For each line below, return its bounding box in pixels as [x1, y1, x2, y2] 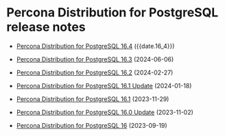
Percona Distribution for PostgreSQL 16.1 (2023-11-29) [16, 94, 169, 103]
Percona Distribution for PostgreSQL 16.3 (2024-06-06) [16, 55, 174, 63]
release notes [6, 19, 86, 35]
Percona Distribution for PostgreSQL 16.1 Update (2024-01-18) [16, 81, 192, 90]
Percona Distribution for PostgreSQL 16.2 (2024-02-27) [16, 68, 174, 77]
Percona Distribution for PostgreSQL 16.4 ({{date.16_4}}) [16, 42, 175, 50]
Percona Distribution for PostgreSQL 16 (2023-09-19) [16, 121, 167, 129]
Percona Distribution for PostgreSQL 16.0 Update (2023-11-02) [16, 108, 193, 116]
